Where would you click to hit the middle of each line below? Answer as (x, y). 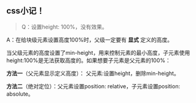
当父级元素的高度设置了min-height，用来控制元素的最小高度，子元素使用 (98, 52)
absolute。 (20, 94)
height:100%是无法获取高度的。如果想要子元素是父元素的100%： (88, 60)
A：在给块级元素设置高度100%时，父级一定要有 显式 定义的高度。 (90, 40)
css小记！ (25, 11)
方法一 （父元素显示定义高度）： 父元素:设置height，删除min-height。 (93, 73)
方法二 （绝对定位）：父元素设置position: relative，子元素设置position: (93, 86)
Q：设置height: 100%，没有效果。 (64, 27)
